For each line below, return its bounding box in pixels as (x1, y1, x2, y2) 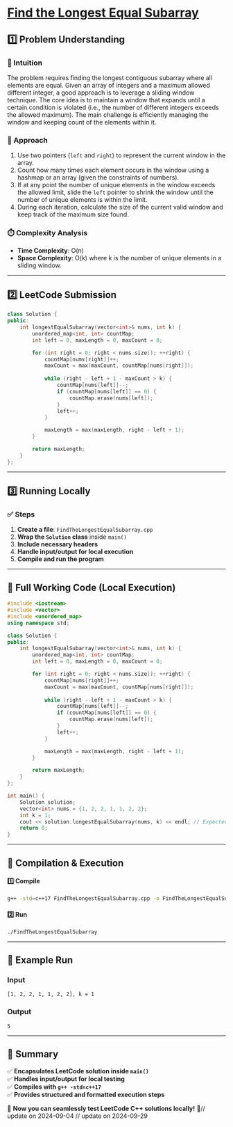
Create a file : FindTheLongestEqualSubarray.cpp (17, 526, 153, 534)
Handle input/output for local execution (17, 548, 134, 556)
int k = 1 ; (19, 812, 51, 819)
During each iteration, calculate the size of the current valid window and (17, 203, 223, 212)
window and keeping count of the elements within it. (7, 118, 157, 126)
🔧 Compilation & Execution (7, 857, 124, 869)
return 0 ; (19, 825, 49, 832)
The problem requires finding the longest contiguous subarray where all (7, 73, 213, 81)
